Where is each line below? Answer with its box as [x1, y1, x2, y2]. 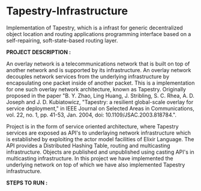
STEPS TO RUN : [6, 179, 48, 186]
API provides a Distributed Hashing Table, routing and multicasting [6, 142, 170, 149]
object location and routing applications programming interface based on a [6, 30, 191, 37]
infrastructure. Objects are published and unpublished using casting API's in [6, 148, 194, 156]
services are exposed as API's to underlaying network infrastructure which [6, 129, 191, 136]
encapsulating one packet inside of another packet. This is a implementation [6, 79, 195, 86]
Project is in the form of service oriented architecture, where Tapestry [6, 123, 179, 130]
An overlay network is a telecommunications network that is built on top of [6, 60, 190, 67]
